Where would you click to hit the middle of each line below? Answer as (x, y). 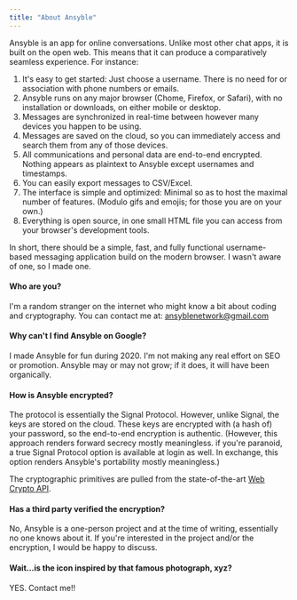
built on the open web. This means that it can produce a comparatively (138, 52)
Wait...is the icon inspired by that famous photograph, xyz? (121, 568)
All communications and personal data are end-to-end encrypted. (142, 154)
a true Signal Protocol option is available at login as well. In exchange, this (144, 452)
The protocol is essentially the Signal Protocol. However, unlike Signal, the (144, 415)
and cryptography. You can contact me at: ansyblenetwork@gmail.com (139, 316)
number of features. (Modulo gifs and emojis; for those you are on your (152, 202)
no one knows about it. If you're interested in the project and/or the (132, 538)
